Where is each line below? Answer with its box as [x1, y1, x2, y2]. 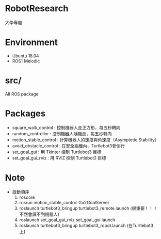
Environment [5, 37, 58, 48]
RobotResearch [5, 3, 69, 14]
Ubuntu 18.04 [12, 53, 39, 59]
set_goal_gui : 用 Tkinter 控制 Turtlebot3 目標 [12, 149, 102, 155]
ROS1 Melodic [12, 58, 40, 64]
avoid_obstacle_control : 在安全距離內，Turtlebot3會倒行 [12, 143, 125, 148]
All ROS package [5, 91, 39, 97]
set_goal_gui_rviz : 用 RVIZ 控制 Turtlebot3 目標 [12, 155, 107, 160]
